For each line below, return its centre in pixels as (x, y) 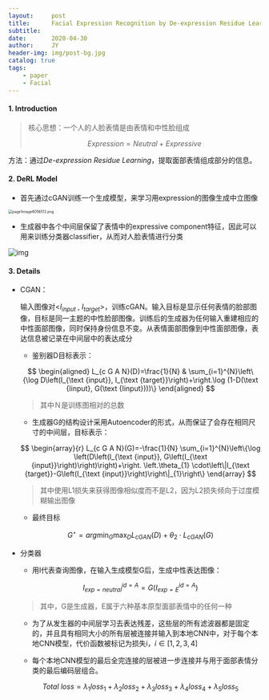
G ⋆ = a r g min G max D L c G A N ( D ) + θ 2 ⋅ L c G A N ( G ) (141, 535)
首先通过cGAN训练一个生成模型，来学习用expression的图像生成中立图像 (139, 197)
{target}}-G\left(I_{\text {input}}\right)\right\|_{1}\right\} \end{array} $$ (141, 474)
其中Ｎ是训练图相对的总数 (82, 405)
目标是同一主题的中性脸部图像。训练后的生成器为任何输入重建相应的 (146, 318)
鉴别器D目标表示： (62, 355)
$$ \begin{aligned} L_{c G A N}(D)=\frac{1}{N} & (107, 371)
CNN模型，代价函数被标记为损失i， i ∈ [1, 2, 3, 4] (118, 643)
